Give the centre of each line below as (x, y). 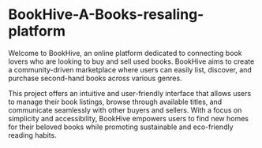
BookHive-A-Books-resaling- (106, 15)
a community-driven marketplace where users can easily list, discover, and (130, 69)
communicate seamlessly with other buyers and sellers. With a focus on (125, 110)
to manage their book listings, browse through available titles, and (115, 102)
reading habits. (32, 135)
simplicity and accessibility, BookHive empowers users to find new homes (128, 118)
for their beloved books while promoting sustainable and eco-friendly (121, 127)
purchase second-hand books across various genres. (95, 78)
